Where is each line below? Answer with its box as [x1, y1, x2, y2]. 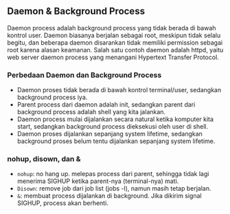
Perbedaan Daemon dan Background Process [7, 70, 162, 80]
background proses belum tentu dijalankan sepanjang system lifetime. [16, 137, 216, 145]
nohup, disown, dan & [7, 154, 81, 164]
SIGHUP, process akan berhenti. [16, 199, 108, 207]
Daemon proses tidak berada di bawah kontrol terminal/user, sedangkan [16, 86, 222, 94]
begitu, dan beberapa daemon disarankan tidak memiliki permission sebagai [7, 38, 223, 47]
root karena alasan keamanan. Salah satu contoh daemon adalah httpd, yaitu [7, 45, 224, 54]
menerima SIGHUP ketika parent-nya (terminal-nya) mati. [16, 177, 179, 185]
